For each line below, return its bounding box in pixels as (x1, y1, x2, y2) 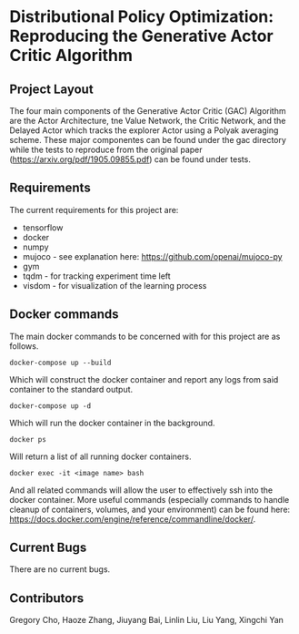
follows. (9, 340, 39, 352)
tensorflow (22, 221, 64, 233)
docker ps (9, 435, 47, 444)
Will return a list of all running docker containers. (9, 451, 192, 462)
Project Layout (9, 81, 94, 97)
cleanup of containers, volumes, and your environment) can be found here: (9, 504, 291, 515)
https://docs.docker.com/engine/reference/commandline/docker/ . (9, 513, 256, 525)
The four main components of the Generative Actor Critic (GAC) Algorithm (9, 106, 286, 116)
